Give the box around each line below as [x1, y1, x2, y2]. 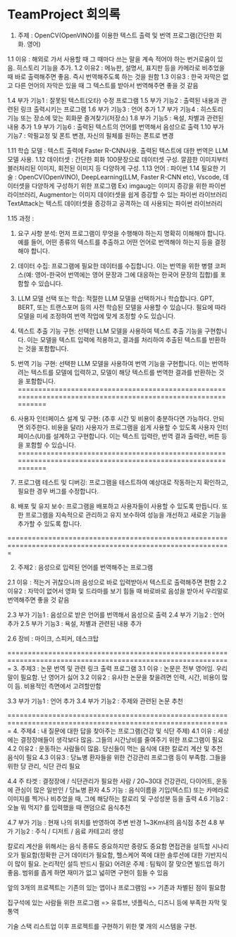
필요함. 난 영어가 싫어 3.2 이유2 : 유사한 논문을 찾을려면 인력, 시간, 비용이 [20, 673, 221, 681]
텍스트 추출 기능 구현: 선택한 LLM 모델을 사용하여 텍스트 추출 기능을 [17, 327, 203, 335]
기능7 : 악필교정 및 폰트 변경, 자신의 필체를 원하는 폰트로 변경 [7, 131, 174, 139]
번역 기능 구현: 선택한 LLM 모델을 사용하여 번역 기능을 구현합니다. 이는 [17, 359, 211, 367]
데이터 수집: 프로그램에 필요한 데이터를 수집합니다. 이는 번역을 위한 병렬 [17, 261, 213, 270]
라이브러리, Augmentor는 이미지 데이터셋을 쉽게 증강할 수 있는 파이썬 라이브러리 [7, 190, 228, 199]
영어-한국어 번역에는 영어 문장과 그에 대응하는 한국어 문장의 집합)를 [35, 270, 219, 279]
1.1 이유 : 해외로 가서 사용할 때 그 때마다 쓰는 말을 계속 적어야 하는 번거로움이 [7, 54, 216, 63]
